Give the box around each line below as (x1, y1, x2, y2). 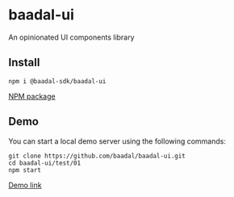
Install (8, 56, 40, 69)
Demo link (8, 180, 42, 190)
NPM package (8, 91, 56, 101)
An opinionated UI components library (8, 32, 135, 42)
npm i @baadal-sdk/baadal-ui (8, 77, 107, 86)
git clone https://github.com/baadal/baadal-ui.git (8, 152, 186, 160)
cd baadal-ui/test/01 (8, 159, 81, 167)
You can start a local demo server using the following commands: (8, 136, 226, 146)
